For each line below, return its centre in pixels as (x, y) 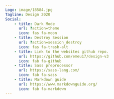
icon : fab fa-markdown (42, 89)
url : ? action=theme (39, 28)
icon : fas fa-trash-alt (43, 47)
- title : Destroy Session (41, 38)
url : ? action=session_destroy (50, 42)
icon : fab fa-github (40, 61)
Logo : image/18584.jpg (29, 10)
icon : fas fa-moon (38, 33)
